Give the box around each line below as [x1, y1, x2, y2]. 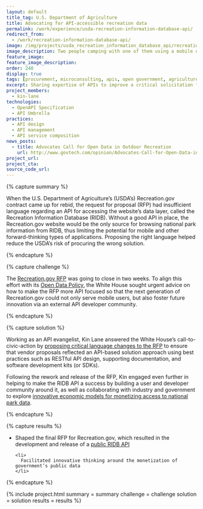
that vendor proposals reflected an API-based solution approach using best [6, 349, 195, 356]
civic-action [6, 343, 36, 350]
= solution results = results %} [6, 497, 82, 504]
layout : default [6, 8, 47, 15]
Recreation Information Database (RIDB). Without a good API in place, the [6, 214, 189, 222]
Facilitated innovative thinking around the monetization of [21, 458, 178, 464]
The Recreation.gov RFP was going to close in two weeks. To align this [6, 275, 182, 282]
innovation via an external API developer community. [6, 301, 137, 308]
